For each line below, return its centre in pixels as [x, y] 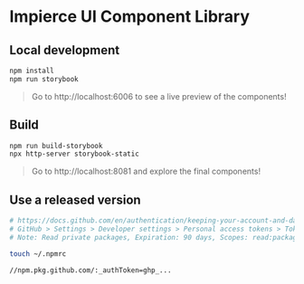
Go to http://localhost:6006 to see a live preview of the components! [159, 96]
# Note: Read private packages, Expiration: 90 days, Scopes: [129, 237]
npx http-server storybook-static [75, 154]
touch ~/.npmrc [38, 254]
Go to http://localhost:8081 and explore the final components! [146, 171]
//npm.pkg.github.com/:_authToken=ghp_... [90, 270]
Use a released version [76, 199]
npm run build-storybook [56, 146]
